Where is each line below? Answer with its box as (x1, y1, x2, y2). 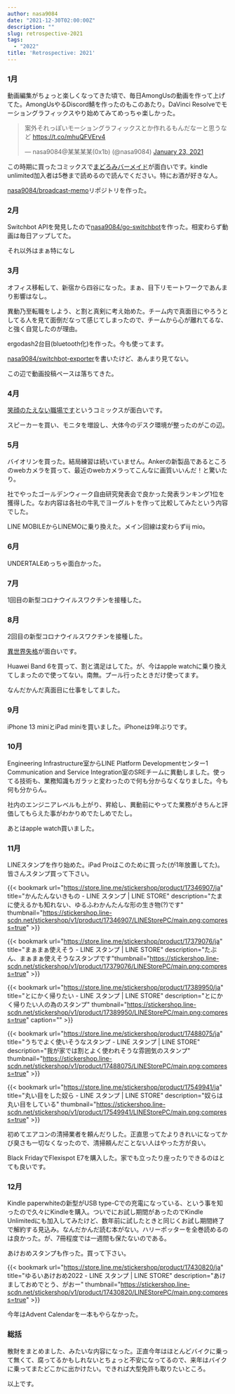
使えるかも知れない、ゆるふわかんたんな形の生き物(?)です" (13, 901, 184, 909)
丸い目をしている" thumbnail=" (7, 1100, 97, 1109)
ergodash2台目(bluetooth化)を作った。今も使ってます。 (7, 339, 168, 348)
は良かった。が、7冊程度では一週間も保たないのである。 (7, 1234, 170, 1243)
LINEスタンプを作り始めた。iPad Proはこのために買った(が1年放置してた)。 (7, 860, 224, 869)
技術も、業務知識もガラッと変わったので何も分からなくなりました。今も (19, 776, 229, 785)
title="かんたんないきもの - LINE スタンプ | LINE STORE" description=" (7, 892, 211, 901)
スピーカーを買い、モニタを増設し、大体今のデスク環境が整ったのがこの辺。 (7, 421, 229, 430)
